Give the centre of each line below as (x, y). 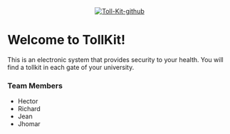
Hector (28, 101)
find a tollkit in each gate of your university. (71, 67)
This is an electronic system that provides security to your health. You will (115, 59)
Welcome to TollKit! (67, 40)
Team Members (35, 86)
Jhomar (29, 124)
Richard (29, 109)
